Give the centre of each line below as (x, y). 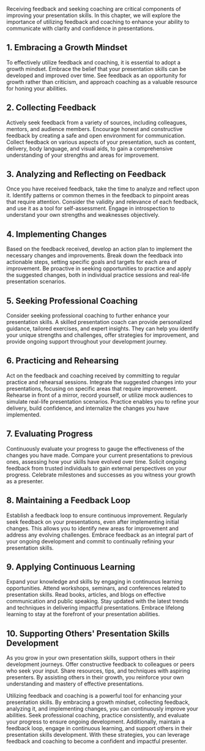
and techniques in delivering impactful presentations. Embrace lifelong (95, 608)
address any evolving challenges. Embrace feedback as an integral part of (100, 535)
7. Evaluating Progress (50, 434)
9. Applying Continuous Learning (71, 567)
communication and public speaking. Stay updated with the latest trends (98, 601)
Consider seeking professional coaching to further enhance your (88, 315)
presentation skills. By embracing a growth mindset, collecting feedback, (98, 702)
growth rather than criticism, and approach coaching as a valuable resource (102, 81)
